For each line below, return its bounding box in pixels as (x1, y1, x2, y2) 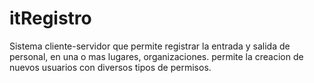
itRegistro (9, 7, 92, 30)
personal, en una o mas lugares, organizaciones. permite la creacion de (9, 50, 304, 62)
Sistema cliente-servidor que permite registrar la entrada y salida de (9, 40, 291, 52)
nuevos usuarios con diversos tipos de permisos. (9, 61, 212, 73)
